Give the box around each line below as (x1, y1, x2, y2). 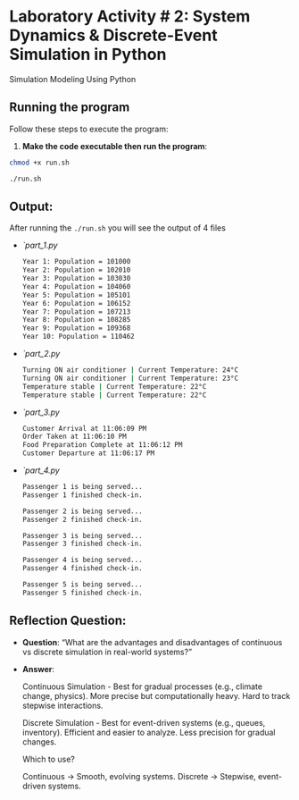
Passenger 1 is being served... (21, 483, 143, 492)
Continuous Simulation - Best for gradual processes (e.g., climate (21, 681, 263, 692)
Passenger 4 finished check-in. (21, 564, 143, 573)
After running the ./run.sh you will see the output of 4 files (9, 223, 226, 233)
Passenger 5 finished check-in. (21, 588, 143, 597)
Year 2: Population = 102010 (21, 265, 131, 274)
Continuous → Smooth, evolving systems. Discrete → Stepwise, (21, 771, 256, 781)
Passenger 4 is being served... (21, 556, 143, 565)
